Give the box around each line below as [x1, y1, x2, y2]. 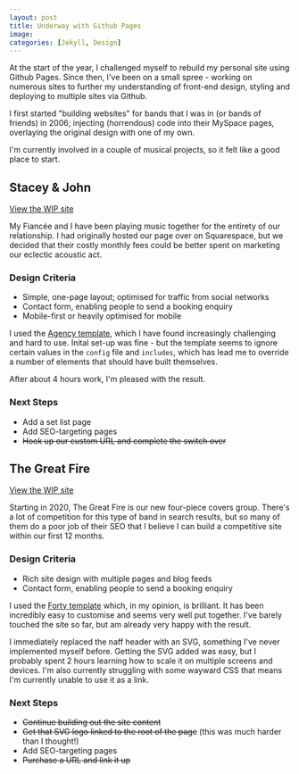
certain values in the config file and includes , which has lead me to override [9, 347, 289, 358]
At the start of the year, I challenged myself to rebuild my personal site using [9, 62, 290, 73]
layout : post [9, 12, 58, 22]
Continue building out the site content [21, 717, 162, 728]
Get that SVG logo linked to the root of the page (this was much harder [21, 727, 282, 737]
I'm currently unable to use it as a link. [9, 674, 149, 685]
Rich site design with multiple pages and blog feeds [21, 573, 212, 584]
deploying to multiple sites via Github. [9, 91, 148, 102]
